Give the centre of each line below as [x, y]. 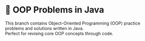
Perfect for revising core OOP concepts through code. [59, 33]
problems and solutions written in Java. [45, 28]
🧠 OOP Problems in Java [55, 10]
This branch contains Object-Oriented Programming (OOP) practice [73, 23]
